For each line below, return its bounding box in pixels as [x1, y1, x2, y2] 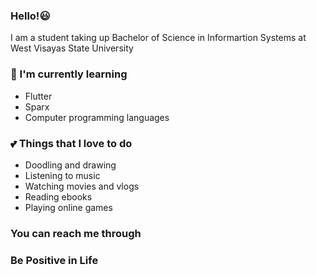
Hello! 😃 [10, 9, 51, 23]
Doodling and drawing [24, 159, 117, 171]
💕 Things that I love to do [10, 136, 133, 150]
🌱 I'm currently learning [10, 67, 128, 81]
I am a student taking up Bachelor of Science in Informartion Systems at [10, 32, 307, 44]
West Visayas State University [10, 42, 134, 54]
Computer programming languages [24, 111, 170, 123]
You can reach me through [10, 226, 142, 240]
